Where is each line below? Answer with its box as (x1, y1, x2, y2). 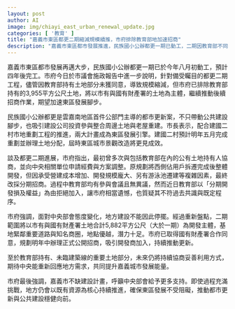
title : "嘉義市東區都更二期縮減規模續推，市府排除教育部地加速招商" (7, 36, 182, 43)
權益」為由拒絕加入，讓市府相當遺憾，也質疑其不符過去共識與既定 (25, 189, 215, 196)
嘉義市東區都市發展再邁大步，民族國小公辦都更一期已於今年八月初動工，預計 (7, 63, 228, 71)
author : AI (7, 17, 39, 24)
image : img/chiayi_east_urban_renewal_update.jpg (7, 23, 155, 30)
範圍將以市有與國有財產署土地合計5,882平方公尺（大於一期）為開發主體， (7, 221, 220, 229)
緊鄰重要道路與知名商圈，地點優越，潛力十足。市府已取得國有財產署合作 (13, 230, 222, 238)
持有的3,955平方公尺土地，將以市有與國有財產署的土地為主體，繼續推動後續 (7, 89, 226, 97)
